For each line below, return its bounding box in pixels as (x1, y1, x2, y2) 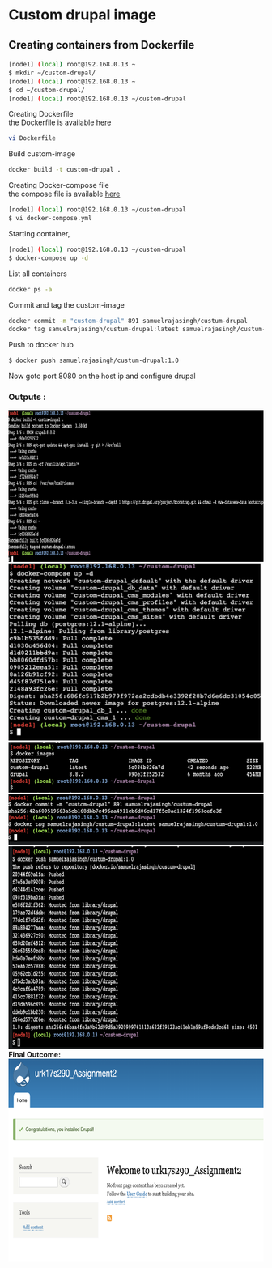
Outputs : (8, 391, 46, 402)
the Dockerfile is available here (8, 117, 112, 127)
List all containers (8, 269, 67, 279)
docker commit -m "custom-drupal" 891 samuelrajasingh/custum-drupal (8, 317, 249, 325)
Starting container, (8, 228, 70, 238)
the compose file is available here (8, 189, 121, 199)
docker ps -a (8, 285, 53, 293)
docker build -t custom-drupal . (8, 166, 121, 174)
